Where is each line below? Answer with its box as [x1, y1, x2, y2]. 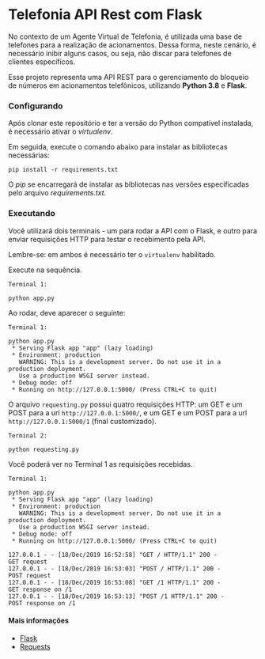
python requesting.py [8, 445, 80, 453]
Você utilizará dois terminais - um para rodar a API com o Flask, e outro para [8, 225, 257, 235]
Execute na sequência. [8, 265, 82, 275]
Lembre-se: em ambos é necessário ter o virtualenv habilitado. [8, 249, 216, 259]
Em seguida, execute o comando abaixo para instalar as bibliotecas [8, 142, 228, 152]
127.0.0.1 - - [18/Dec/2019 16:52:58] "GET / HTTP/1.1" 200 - [8, 551, 218, 559]
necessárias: [8, 150, 50, 160]
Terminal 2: [8, 431, 47, 440]
